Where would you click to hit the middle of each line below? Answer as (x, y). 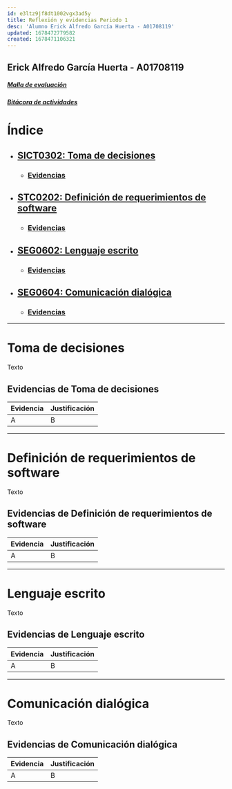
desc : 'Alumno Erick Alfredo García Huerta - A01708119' (91, 26)
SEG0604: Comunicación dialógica (94, 292)
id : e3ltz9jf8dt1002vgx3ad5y (49, 13)
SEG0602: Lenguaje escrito (78, 250)
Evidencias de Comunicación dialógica (93, 744)
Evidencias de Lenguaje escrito (76, 635)
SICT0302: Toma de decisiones (86, 156)
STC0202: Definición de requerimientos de (112, 198)
